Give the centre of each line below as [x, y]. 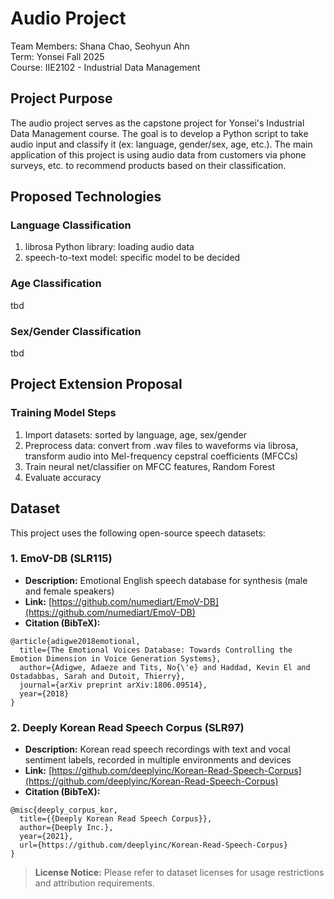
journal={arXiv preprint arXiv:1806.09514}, [113, 685]
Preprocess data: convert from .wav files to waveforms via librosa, [161, 445]
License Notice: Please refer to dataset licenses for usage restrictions [179, 873]
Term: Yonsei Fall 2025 [57, 56]
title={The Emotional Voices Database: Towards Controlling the [156, 650]
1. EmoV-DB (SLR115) [61, 559]
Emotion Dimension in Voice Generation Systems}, [116, 658]
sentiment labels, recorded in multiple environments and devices [158, 760]
